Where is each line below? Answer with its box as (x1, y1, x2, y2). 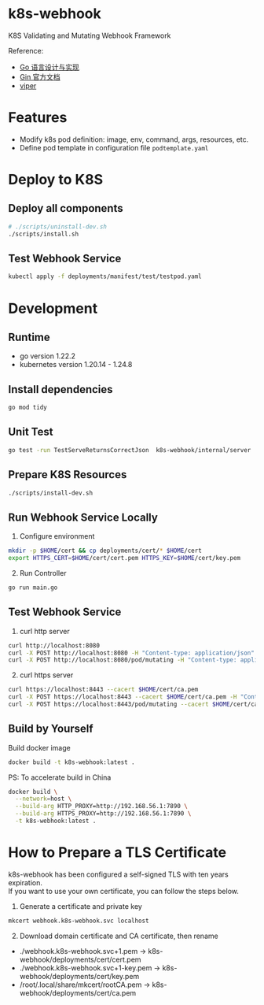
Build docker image (8, 743, 71, 752)
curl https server (19, 670, 74, 680)
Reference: (8, 46, 44, 55)
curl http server (19, 626, 70, 636)
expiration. (8, 877, 43, 887)
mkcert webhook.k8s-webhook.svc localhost (8, 917, 149, 925)
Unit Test (8, 425, 53, 439)
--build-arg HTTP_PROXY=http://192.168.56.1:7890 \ (15, 803, 189, 810)
